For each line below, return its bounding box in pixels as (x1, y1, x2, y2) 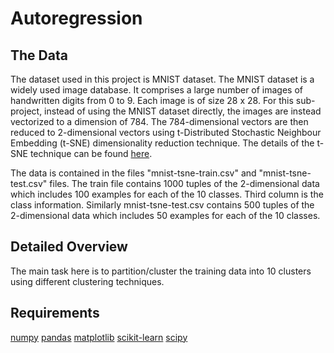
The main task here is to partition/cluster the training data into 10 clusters (10, 265, 312, 277)
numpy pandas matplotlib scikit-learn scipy (10, 331, 188, 343)
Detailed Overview (10, 238, 128, 256)
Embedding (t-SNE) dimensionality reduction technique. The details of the (10, 137, 315, 149)
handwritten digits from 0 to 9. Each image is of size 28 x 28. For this (10, 95, 294, 106)
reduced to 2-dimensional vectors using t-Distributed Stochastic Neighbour (10, 127, 322, 138)
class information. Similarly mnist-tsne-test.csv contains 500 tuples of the (10, 199, 315, 211)
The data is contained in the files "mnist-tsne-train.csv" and (10, 167, 257, 179)
